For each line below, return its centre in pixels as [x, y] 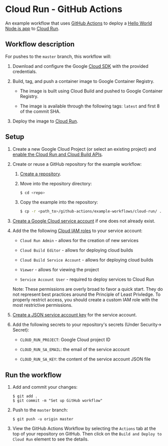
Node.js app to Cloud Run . [32, 28]
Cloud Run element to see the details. [50, 439]
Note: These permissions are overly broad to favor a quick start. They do [88, 289]
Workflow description [40, 44]
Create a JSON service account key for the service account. [74, 315]
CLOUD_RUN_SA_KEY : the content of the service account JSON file [85, 359]
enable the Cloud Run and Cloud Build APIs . [58, 154]
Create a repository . [40, 174]
